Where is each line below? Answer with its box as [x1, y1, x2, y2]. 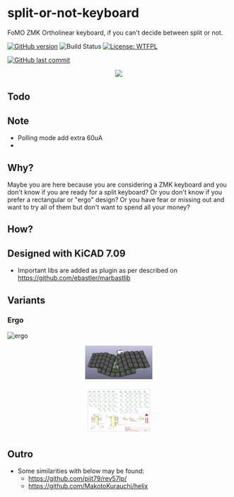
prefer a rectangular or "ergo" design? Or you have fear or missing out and [7, 195, 225, 204]
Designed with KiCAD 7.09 [7, 247, 126, 259]
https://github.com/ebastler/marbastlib [17, 274, 131, 282]
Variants [7, 294, 46, 306]
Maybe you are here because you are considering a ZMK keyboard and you [7, 180, 228, 189]
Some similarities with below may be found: [17, 467, 145, 475]
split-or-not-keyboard [7, 5, 139, 21]
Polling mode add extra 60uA [17, 134, 103, 142]
